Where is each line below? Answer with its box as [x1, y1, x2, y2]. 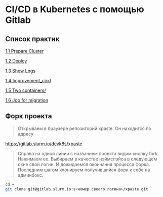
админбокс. [17, 172, 44, 178]
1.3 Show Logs [5, 68, 36, 74]
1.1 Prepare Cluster [5, 48, 44, 54]
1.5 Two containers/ [5, 87, 47, 93]
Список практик [5, 35, 60, 43]
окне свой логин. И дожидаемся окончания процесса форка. [17, 161, 150, 167]
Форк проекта [5, 112, 52, 120]
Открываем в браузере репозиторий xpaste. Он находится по [17, 125, 151, 132]
